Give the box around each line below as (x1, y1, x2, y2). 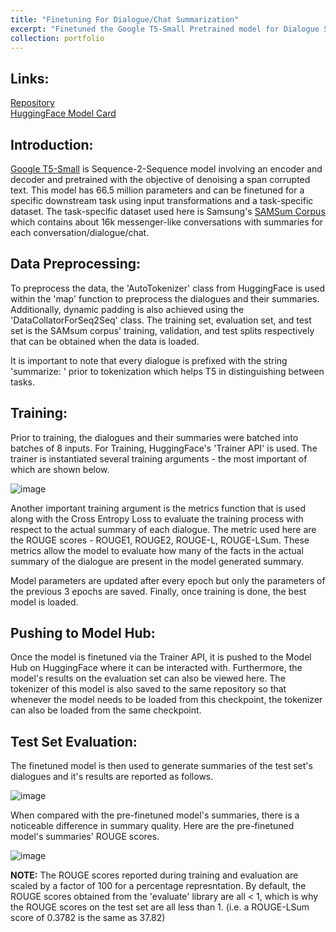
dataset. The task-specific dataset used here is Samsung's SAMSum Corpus (10, 206, 326, 217)
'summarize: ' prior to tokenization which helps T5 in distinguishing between (10, 365, 325, 377)
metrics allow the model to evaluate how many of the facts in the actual (10, 544, 304, 556)
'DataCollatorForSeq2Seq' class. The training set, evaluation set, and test (10, 314, 312, 326)
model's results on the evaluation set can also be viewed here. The (10, 672, 286, 685)
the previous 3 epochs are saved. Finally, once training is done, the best (10, 585, 307, 597)
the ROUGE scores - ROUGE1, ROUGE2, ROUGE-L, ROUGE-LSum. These (10, 534, 310, 546)
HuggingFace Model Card (10, 107, 117, 120)
